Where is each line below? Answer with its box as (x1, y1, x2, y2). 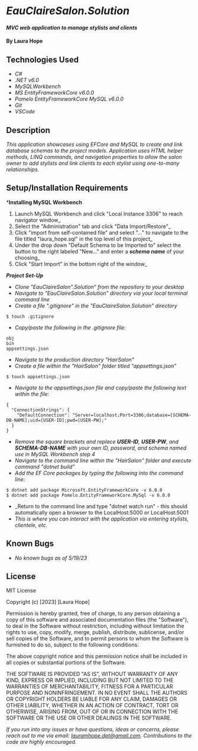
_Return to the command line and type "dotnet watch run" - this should (14, 502, 187, 509)
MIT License (6, 587, 37, 594)
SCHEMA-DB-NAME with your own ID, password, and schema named (14, 444, 187, 451)
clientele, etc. (14, 521, 48, 528)
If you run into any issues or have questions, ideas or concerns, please (6, 726, 179, 733)
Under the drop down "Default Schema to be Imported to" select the (14, 241, 181, 249)
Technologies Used (6, 54, 79, 64)
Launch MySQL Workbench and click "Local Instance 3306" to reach (14, 210, 183, 217)
